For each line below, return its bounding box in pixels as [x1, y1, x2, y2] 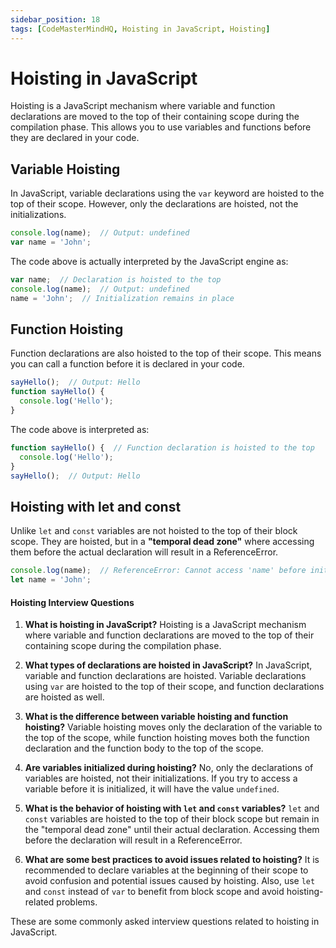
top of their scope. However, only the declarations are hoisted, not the [10, 198, 299, 210]
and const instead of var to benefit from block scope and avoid [24, 886, 285, 898]
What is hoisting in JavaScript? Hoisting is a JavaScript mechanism [24, 619, 307, 631]
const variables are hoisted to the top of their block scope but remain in [24, 813, 320, 825]
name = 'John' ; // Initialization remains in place [10, 293, 235, 303]
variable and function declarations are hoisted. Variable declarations [24, 670, 307, 682]
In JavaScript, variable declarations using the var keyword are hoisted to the [10, 187, 325, 200]
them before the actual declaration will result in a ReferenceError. [10, 546, 279, 558]
